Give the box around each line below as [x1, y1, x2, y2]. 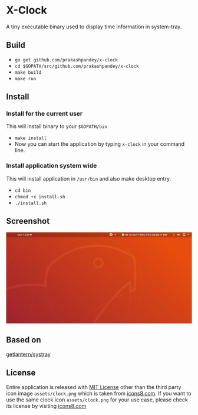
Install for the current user [6, 110, 83, 118]
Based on [6, 335, 41, 345]
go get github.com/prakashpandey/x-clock [14, 57, 118, 63]
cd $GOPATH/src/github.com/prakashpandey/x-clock [14, 63, 140, 69]
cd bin [14, 187, 31, 194]
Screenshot [6, 216, 50, 226]
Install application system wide [6, 162, 97, 170]
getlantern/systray [6, 351, 51, 358]
